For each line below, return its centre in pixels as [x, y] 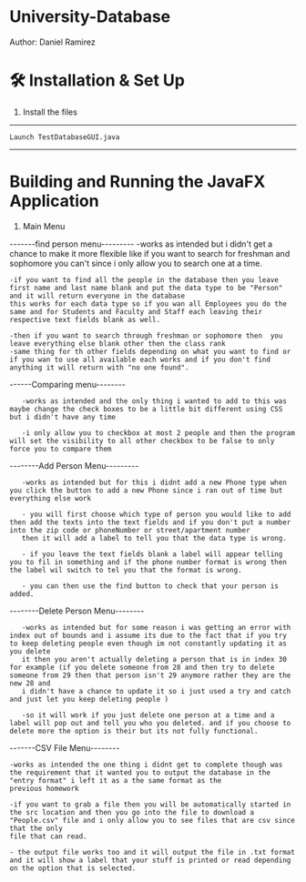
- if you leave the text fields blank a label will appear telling [152, 554]
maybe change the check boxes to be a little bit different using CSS [146, 409]
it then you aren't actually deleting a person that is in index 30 [154, 659]
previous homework [44, 788]
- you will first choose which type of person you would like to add [156, 514]
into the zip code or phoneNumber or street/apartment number [130, 530]
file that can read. [49, 836]
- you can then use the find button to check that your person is [150, 586]
